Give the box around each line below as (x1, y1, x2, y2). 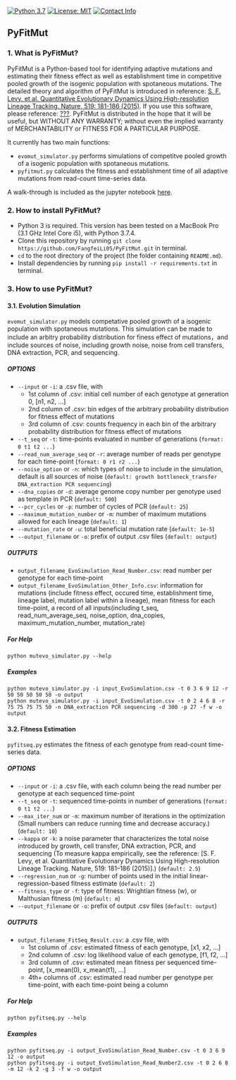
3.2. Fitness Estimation (7, 724, 76, 733)
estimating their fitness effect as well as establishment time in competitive (7, 71, 222, 80)
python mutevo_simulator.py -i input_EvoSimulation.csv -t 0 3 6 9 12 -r (7, 685, 229, 692)
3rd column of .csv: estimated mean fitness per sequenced (27, 958, 200, 966)
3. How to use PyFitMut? (7, 284, 93, 293)
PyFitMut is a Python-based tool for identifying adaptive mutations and (7, 64, 213, 73)
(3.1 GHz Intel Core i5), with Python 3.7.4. (17, 229, 136, 237)
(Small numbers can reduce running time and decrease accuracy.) (17, 819, 210, 828)
